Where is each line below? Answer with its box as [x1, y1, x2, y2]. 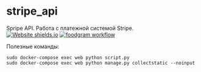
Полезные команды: [6, 43, 60, 50]
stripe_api [6, 4, 58, 18]
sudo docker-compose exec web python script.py [6, 54, 130, 60]
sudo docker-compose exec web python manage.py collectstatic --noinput [6, 60, 196, 66]
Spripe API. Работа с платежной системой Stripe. [6, 24, 134, 32]
